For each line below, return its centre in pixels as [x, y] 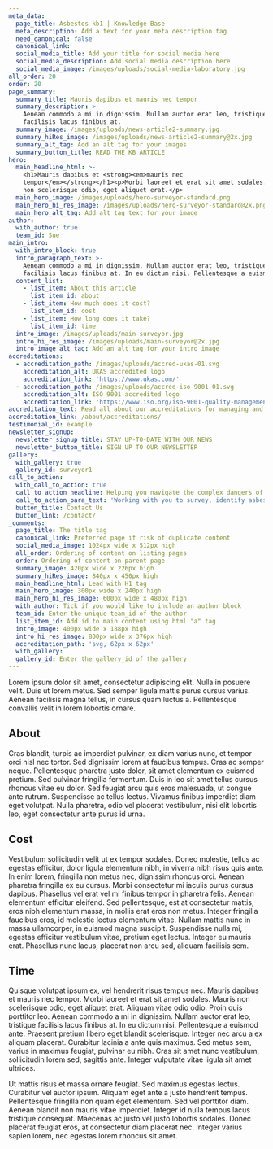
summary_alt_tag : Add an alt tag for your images [101, 144]
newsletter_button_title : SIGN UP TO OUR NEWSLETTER [107, 447]
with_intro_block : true [56, 251]
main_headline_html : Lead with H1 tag [82, 583]
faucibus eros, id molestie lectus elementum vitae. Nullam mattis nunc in [130, 920]
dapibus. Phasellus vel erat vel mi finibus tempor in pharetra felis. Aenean [131, 893]
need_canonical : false [54, 39]
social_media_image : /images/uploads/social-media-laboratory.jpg [130, 69]
